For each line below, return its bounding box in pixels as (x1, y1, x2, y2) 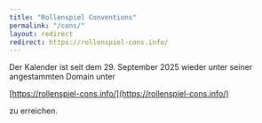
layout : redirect (9, 29, 74, 38)
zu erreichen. (9, 105, 58, 116)
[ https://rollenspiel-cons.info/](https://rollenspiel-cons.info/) (9, 88, 229, 99)
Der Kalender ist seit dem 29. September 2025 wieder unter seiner (9, 62, 253, 73)
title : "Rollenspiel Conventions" (9, 12, 138, 22)
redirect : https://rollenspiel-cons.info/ (9, 37, 169, 47)
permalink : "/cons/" (9, 21, 86, 30)
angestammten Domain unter (9, 72, 115, 82)
